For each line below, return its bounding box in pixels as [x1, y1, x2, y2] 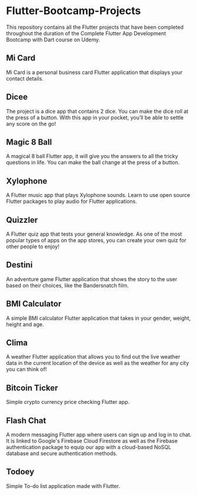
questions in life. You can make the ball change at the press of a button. [6, 159, 180, 166]
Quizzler [6, 215, 38, 225]
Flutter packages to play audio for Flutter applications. [6, 198, 137, 205]
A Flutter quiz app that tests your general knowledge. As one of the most [6, 230, 182, 238]
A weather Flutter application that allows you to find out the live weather [6, 353, 181, 360]
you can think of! [6, 366, 47, 373]
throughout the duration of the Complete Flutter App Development [6, 29, 166, 36]
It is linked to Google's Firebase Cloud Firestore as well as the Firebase [6, 437, 178, 444]
